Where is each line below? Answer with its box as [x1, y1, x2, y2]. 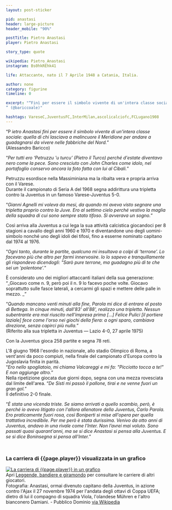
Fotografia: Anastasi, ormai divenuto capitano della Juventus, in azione [6, 483, 155, 489]
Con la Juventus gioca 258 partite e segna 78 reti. [6, 337, 111, 344]
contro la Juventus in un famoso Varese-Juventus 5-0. [6, 191, 120, 198]
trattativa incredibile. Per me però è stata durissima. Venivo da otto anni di [6, 417, 163, 423]
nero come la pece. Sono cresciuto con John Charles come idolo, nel [6, 160, 152, 166]
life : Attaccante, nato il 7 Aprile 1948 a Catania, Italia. [6, 72, 139, 78]
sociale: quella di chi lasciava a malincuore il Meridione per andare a [6, 134, 151, 140]
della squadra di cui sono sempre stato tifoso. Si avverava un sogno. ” [6, 212, 153, 218]
